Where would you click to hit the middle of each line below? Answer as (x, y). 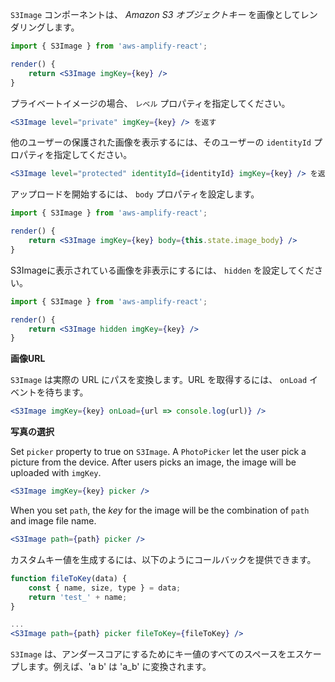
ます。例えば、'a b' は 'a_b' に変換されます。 (119, 667)
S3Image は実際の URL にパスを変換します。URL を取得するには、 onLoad (159, 380)
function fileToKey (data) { (69, 578)
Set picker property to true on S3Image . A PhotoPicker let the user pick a (158, 452)
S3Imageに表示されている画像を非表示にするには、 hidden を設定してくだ (162, 270)
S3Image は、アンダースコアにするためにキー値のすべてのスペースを (148, 654)
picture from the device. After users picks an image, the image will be (153, 462)
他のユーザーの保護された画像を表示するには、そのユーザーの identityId (161, 142)
